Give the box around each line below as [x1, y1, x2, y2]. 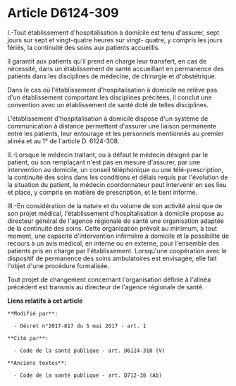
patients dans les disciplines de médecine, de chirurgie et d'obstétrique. [7, 72, 217, 80]
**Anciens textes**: [7, 359, 68, 366]
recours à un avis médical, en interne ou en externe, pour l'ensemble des [7, 239, 220, 248]
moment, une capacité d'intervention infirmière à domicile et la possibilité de [7, 231, 230, 240]
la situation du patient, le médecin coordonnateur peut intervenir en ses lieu [7, 180, 227, 188]
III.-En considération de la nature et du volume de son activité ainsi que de [7, 201, 223, 210]
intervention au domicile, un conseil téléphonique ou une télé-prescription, [7, 165, 224, 174]
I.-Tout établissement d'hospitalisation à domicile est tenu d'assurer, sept [7, 28, 220, 37]
